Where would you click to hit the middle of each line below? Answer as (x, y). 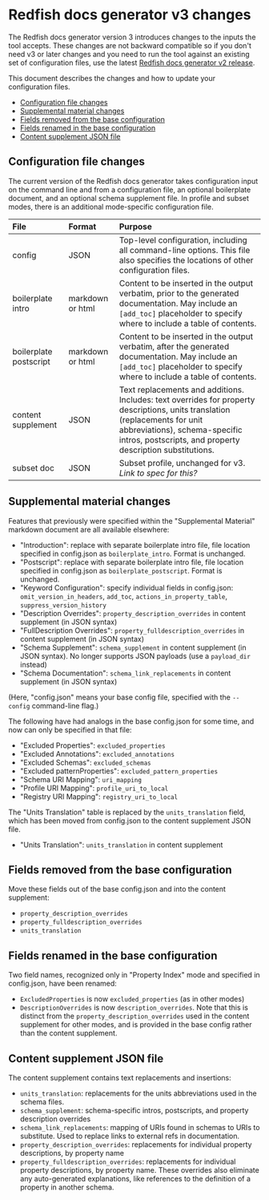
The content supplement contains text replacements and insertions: (120, 1078)
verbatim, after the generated (174, 346)
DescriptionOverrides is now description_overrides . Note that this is (134, 1008)
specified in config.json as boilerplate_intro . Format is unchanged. (132, 553)
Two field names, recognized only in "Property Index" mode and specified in (134, 975)
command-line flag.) (65, 705)
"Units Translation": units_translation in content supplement (121, 844)
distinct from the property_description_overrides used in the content (134, 1016)
